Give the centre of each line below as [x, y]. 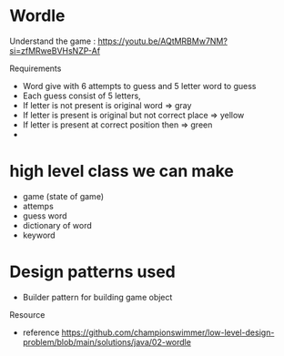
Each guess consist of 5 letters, [81, 96]
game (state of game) [63, 196]
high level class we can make [122, 172]
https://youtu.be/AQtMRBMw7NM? [162, 41]
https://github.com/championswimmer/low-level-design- [168, 332]
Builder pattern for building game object [97, 297]
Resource [27, 314]
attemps [38, 206]
